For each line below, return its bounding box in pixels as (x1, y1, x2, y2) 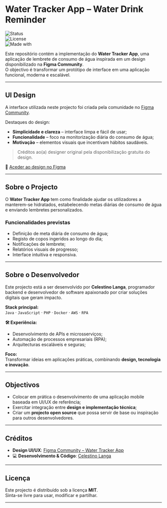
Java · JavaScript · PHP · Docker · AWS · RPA (5, 309, 88, 315)
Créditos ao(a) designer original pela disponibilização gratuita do (17, 149, 150, 155)
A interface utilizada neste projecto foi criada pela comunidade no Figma (5, 104, 154, 110)
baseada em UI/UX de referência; (12, 399, 81, 405)
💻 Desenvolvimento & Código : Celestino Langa (12, 453, 111, 459)
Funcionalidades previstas (5, 219, 71, 226)
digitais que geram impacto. (5, 295, 63, 301)
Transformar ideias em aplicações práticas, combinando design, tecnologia (5, 356, 161, 362)
